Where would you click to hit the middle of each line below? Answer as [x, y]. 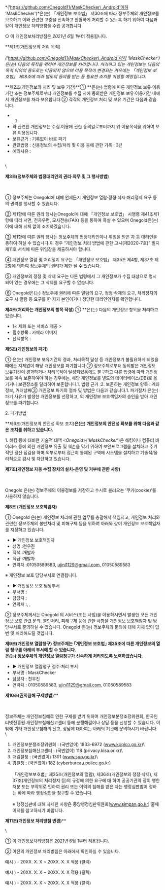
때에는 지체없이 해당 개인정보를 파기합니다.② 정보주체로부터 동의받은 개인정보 [81, 366]
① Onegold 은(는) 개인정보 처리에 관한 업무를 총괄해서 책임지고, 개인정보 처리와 [82, 517]
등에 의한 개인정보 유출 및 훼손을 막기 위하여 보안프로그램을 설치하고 [83, 446]
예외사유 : [21, 151]
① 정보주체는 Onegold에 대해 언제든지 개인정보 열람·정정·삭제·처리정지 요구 [78, 197]
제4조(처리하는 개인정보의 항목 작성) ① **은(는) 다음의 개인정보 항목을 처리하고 [82, 309]
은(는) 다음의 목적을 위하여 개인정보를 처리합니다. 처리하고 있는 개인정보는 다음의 [82, 64]
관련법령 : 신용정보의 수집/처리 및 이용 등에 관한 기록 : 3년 [67, 145]
